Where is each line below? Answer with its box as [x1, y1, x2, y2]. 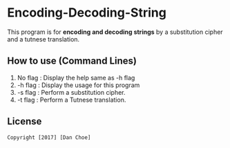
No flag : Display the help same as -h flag [17, 73, 135, 82]
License [7, 115, 42, 127]
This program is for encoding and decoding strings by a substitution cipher [7, 28, 223, 36]
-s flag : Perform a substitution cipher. [17, 88, 126, 96]
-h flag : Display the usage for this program [17, 81, 140, 89]
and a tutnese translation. [7, 35, 80, 43]
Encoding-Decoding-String [7, 5, 167, 21]
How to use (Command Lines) [7, 55, 137, 67]
